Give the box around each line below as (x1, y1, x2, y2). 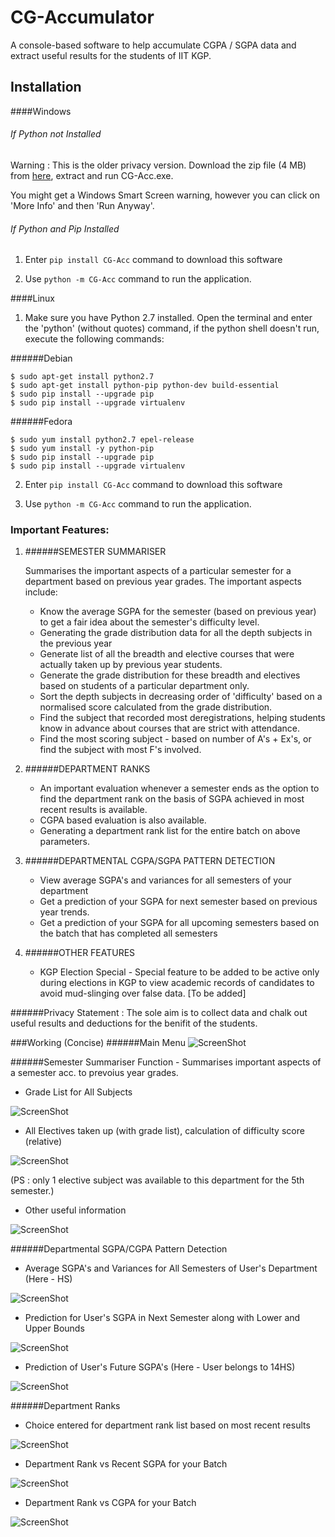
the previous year (39, 637, 113, 650)
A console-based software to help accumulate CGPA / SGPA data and (10, 39, 297, 51)
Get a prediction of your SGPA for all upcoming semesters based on (39, 917, 320, 929)
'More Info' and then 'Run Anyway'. (10, 199, 155, 211)
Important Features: (10, 523, 110, 537)
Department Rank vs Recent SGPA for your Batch (24, 1458, 228, 1470)
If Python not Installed (10, 128, 102, 140)
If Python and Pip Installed (10, 222, 120, 235)
